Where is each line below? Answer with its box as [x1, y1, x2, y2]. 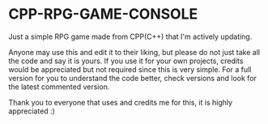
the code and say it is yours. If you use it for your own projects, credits [8, 56, 244, 66]
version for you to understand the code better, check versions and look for [8, 73, 257, 83]
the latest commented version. [8, 82, 110, 92]
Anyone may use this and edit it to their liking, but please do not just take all [8, 47, 261, 57]
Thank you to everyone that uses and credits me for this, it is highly [8, 97, 233, 107]
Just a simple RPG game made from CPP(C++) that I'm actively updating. [8, 32, 253, 41]
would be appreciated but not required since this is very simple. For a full [8, 64, 252, 74]
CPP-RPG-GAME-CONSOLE [8, 5, 198, 24]
